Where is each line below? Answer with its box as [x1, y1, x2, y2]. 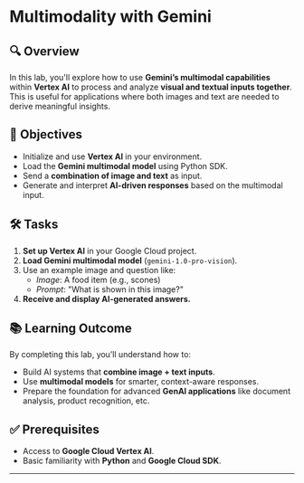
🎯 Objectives [9, 127, 83, 142]
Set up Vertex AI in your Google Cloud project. [22, 245, 197, 256]
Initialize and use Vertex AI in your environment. [22, 151, 203, 162]
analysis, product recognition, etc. [22, 395, 150, 406]
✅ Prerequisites [9, 421, 100, 437]
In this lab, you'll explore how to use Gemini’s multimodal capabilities [9, 72, 271, 82]
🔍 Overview [9, 43, 80, 59]
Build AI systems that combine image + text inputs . [22, 366, 215, 377]
